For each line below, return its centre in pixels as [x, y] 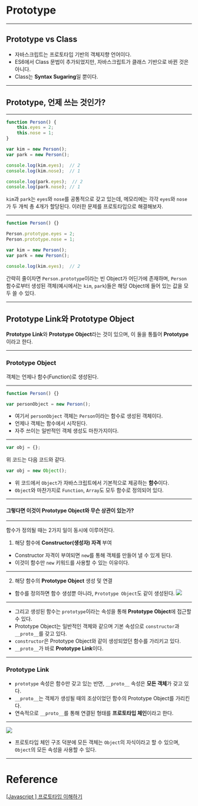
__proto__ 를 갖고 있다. [41, 634]
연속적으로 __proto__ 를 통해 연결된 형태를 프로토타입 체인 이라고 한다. [94, 713]
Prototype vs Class [42, 39]
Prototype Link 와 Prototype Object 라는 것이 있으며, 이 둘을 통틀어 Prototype [98, 334]
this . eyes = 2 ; [35, 128]
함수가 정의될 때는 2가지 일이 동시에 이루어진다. [60, 530]
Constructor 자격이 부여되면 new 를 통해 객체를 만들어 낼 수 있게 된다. [93, 555]
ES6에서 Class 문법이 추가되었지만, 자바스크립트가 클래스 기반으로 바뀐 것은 [102, 61]
